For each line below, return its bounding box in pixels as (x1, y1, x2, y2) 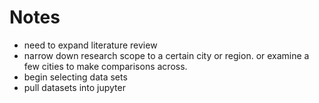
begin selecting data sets (23, 71, 128, 83)
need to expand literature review (23, 39, 158, 51)
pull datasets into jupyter (23, 81, 126, 93)
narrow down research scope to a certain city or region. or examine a (23, 49, 310, 61)
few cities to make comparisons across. (23, 60, 188, 72)
